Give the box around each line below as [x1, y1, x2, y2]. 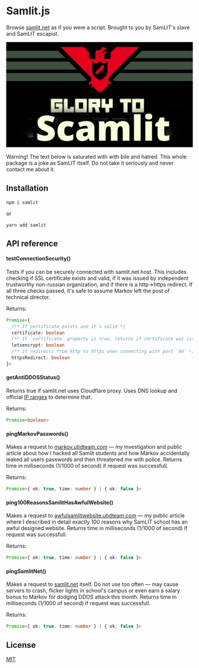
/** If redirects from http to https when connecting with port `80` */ [11, 349, 195, 355]
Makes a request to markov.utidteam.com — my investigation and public [6, 443, 182, 450]
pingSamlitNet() [6, 568, 46, 575]
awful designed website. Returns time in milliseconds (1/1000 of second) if [6, 525, 188, 532]
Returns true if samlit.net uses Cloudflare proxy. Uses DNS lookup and [6, 387, 178, 395]
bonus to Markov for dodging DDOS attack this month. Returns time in [6, 593, 177, 601]
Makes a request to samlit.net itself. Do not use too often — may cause [6, 581, 179, 588]
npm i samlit [6, 200, 38, 206]
